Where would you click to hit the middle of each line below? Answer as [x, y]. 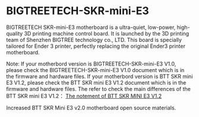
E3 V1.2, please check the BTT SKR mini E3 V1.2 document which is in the [96, 82]
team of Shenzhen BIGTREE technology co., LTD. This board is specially [94, 40]
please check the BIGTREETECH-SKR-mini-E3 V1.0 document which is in [95, 70]
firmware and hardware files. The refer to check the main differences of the [99, 89]
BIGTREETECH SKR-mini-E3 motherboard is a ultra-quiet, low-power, [91, 27]
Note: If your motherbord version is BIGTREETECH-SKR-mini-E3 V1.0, [91, 64]
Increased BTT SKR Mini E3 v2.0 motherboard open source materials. [91, 108]
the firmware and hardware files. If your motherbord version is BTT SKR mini [99, 76]
